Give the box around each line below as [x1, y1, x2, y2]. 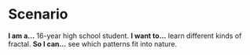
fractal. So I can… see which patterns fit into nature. [8, 39, 178, 48]
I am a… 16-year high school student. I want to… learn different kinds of [8, 31, 242, 40]
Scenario [8, 5, 68, 23]
